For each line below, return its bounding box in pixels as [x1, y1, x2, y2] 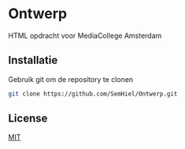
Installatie [8, 54, 58, 67]
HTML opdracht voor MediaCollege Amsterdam [8, 31, 162, 40]
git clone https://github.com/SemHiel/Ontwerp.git [8, 90, 178, 98]
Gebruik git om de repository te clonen [8, 74, 134, 84]
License [8, 112, 48, 125]
